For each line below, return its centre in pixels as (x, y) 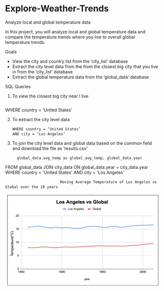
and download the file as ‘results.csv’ (50, 148)
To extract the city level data (41, 119)
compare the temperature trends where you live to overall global (70, 37)
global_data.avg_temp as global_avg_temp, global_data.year (80, 158)
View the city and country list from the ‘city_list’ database (70, 61)
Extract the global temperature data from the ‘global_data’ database (81, 77)
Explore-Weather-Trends (57, 9)
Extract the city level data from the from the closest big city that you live (85, 66)
